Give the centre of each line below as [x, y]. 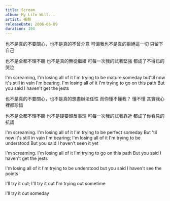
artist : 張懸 [18, 19]
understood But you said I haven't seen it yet [52, 143]
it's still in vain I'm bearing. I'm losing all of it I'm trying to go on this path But [85, 83]
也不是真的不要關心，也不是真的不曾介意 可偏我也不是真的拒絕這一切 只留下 [84, 44]
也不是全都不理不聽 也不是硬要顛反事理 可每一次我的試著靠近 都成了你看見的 [85, 116]
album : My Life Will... [30, 15]
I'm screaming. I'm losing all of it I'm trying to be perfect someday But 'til [81, 132]
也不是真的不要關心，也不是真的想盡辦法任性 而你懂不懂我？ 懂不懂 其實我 [83, 99]
